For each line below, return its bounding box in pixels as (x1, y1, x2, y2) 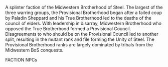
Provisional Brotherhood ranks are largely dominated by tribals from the (5, 42, 153, 47)
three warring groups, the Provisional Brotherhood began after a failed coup (5, 10, 162, 16)
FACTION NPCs (5, 57, 38, 62)
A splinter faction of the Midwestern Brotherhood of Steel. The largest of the (5, 5, 163, 10)
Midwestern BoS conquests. (5, 47, 64, 53)
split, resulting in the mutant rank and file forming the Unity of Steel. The (5, 36, 154, 42)
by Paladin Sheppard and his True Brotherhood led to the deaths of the (5, 15, 151, 21)
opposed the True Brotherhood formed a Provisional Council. (5, 26, 131, 32)
